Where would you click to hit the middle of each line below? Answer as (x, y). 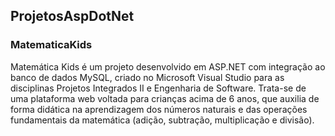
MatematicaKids (51, 45)
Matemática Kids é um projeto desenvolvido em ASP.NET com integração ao (168, 66)
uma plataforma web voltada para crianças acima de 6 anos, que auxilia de (165, 98)
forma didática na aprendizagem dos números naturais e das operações (159, 109)
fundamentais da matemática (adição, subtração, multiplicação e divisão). (162, 120)
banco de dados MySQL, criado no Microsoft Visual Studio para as (147, 77)
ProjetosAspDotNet (72, 16)
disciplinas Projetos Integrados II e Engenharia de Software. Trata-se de (158, 88)
